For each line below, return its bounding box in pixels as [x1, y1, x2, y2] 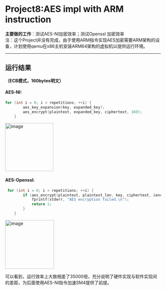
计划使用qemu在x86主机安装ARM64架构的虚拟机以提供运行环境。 [13, 43, 148, 49]
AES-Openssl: [5, 177, 35, 183]
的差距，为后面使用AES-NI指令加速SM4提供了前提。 [5, 280, 112, 286]
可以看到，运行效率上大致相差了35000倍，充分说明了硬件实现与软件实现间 [5, 273, 157, 279]
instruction [5, 14, 51, 25]
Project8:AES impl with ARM [5, 3, 124, 15]
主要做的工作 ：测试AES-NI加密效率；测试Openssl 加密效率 [5, 31, 124, 36]
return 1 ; [31, 202, 52, 207]
